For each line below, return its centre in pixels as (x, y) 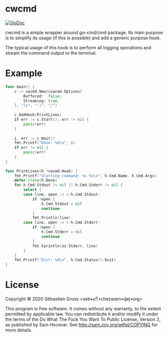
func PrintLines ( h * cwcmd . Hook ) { (42, 171)
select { (33, 190)
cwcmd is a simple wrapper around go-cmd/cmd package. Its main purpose (84, 32)
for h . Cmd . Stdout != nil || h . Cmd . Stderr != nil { (69, 185)
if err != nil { (32, 148)
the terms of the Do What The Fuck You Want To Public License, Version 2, (83, 319)
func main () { (20, 87)
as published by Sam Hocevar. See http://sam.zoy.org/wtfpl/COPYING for (81, 324)
